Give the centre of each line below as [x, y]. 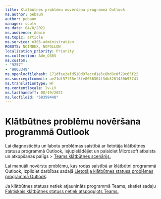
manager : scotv [21, 24]
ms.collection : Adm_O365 [31, 56]
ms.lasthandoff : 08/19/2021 [34, 93]
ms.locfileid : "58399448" [32, 97]
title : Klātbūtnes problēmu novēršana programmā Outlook [65, 10]
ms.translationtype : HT [30, 83]
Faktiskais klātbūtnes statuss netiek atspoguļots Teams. [62, 192]
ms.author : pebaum [24, 14]
